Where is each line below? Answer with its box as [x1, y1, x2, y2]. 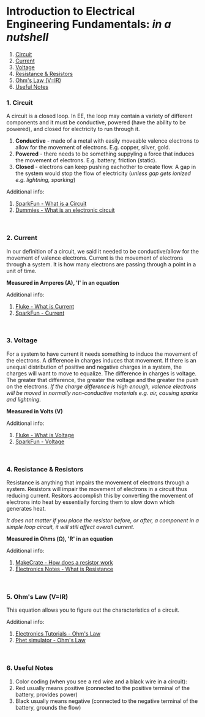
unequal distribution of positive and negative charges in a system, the [6, 363, 182, 370]
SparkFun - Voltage [15, 438, 65, 445]
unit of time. [6, 267, 37, 274]
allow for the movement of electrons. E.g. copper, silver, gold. [15, 144, 170, 151]
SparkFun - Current [15, 309, 65, 317]
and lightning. [6, 396, 42, 403]
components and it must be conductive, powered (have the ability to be [6, 119, 187, 126]
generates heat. [6, 505, 47, 512]
